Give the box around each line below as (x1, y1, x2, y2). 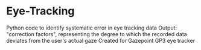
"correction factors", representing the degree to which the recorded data (6, 30, 187, 37)
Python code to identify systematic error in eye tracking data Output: (6, 24, 177, 31)
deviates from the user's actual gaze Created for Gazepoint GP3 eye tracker (6, 37, 196, 44)
